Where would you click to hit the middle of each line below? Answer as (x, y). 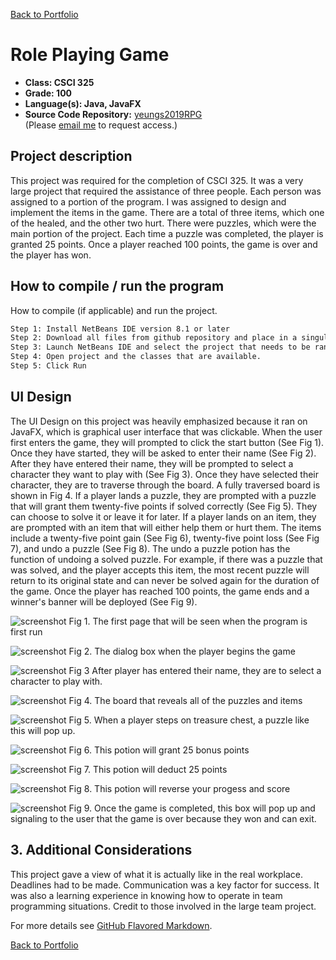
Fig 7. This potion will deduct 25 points (148, 769)
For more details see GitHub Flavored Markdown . (111, 925)
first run (26, 631)
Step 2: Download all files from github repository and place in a (154, 338)
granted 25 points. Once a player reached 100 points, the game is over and (164, 244)
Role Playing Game (90, 55)
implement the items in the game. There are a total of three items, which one (167, 212)
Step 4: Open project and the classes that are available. (136, 357)
